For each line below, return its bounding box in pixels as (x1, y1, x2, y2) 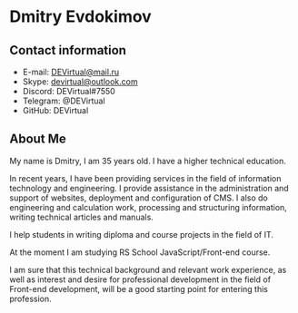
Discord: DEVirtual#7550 (22, 86, 115, 96)
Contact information (9, 43, 127, 58)
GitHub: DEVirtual (22, 105, 89, 115)
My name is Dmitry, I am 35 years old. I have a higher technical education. (9, 155, 286, 166)
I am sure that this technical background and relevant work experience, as (9, 264, 287, 275)
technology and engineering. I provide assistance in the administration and (9, 182, 289, 193)
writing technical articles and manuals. (9, 211, 154, 222)
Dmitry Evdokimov (9, 6, 152, 27)
